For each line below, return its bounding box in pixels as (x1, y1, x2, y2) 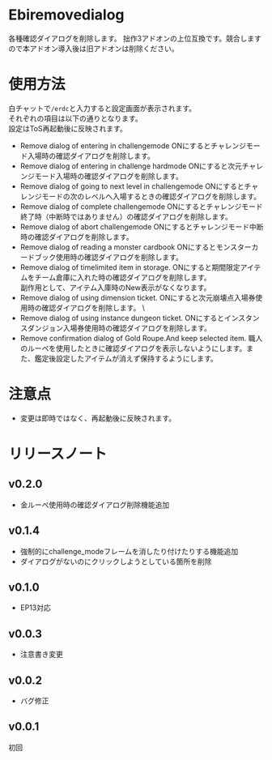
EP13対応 (19, 603, 51, 613)
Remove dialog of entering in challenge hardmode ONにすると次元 (19, 160, 243, 171)
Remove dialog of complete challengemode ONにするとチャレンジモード (19, 201, 263, 211)
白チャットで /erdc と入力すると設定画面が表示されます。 (8, 103, 197, 113)
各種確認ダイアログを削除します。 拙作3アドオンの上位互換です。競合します (8, 33, 261, 43)
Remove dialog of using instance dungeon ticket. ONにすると (19, 313, 225, 322)
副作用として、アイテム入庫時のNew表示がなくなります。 (19, 282, 211, 292)
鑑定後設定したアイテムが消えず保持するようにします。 (34, 353, 218, 363)
